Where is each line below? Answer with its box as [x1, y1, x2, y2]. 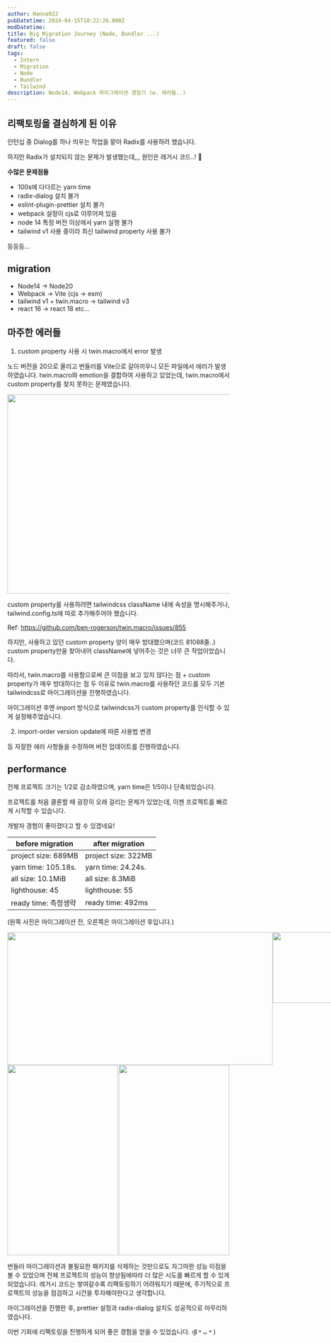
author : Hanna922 [7, 10, 59, 18]
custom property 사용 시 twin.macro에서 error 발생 [17, 346, 163, 355]
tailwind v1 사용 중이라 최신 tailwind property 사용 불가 [17, 227, 171, 235]
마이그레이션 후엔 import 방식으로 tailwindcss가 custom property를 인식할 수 [7, 703, 223, 712]
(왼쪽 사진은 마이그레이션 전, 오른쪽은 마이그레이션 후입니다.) [7, 918, 175, 926]
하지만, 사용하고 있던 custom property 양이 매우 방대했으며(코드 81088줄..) [7, 637, 216, 646]
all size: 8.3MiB [84, 874, 136, 884]
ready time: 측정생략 [11, 898, 76, 908]
